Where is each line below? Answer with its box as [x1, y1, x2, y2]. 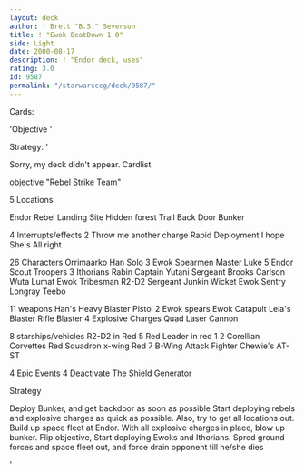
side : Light [9, 38, 54, 48]
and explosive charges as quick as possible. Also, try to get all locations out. [9, 412, 295, 423]
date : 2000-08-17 [9, 47, 75, 56]
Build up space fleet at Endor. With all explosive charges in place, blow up [9, 422, 286, 433]
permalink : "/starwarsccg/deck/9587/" [9, 81, 156, 90]
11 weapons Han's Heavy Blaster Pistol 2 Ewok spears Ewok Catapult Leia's [9, 303, 291, 314]
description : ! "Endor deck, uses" [9, 55, 144, 65]
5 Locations [9, 194, 54, 205]
